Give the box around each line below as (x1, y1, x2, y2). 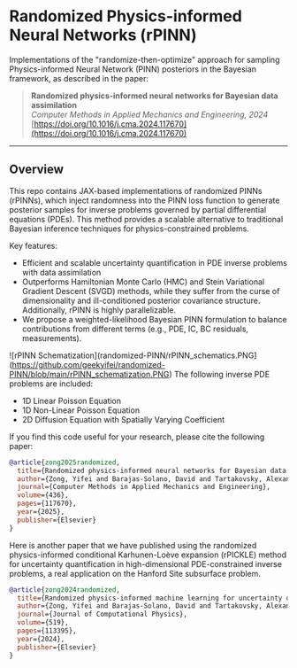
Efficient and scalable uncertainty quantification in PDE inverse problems (21, 257, 287, 268)
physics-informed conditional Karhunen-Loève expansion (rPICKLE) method (9, 549, 287, 560)
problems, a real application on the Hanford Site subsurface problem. (9, 568, 261, 579)
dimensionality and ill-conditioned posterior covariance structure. (21, 295, 261, 306)
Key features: (9, 240, 57, 251)
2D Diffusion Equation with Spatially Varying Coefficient (21, 414, 225, 424)
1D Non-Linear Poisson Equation (21, 405, 140, 416)
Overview (9, 162, 65, 177)
